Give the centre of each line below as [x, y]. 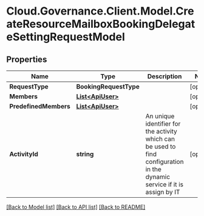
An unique [160, 116]
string [85, 154]
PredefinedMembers [40, 106]
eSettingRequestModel [66, 37]
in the [154, 169]
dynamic [158, 177]
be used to [161, 147]
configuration [165, 162]
